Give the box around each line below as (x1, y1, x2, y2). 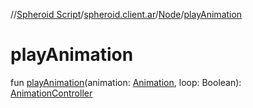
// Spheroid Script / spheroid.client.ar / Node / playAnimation (10, 9, 243, 20)
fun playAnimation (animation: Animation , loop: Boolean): (10, 76, 242, 88)
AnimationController (10, 87, 93, 99)
